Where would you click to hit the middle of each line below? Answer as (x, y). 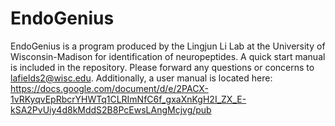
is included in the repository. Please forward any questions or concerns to (162, 67)
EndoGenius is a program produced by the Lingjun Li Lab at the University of (168, 46)
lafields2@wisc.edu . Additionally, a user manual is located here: (141, 78)
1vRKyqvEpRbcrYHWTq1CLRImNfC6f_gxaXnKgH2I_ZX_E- (128, 99)
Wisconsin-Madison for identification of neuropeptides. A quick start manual (168, 56)
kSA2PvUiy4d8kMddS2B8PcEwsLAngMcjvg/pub (111, 109)
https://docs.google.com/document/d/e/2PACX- (109, 88)
